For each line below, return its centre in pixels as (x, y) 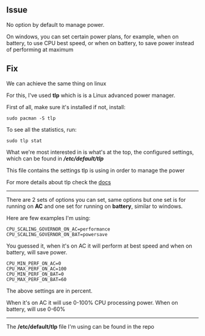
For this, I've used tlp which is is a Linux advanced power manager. (91, 95)
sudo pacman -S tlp (31, 118)
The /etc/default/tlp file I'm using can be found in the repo (80, 326)
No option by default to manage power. (56, 24)
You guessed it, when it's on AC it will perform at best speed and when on (99, 246)
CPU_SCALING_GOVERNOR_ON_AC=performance (59, 229)
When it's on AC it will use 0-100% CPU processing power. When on (92, 302)
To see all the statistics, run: (41, 129)
